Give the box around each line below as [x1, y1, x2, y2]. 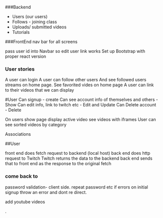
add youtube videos [5, 198, 45, 205]
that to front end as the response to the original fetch [5, 161, 111, 167]
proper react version [5, 53, 46, 59]
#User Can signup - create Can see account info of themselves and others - [5, 97, 158, 102]
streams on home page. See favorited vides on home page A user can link [5, 82, 154, 88]
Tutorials [12, 29, 30, 35]
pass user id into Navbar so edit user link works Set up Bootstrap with [5, 48, 145, 54]
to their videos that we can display [5, 87, 74, 93]
